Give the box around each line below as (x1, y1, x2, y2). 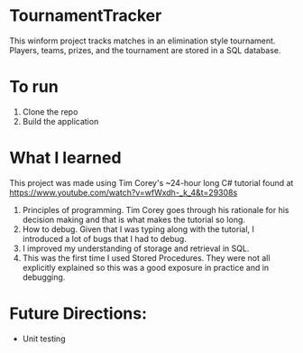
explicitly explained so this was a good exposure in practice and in (22, 262, 270, 273)
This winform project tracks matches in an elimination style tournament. (9, 35, 276, 46)
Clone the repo (22, 106, 78, 117)
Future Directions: (9, 303, 147, 323)
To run (9, 77, 59, 98)
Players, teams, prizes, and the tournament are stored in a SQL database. (9, 44, 281, 55)
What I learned (9, 148, 122, 168)
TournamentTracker (9, 5, 162, 26)
